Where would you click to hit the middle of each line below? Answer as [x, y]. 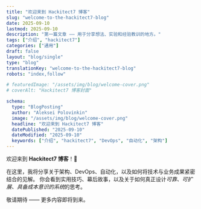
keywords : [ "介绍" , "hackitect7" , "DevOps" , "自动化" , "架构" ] [90, 141]
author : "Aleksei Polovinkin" [49, 113]
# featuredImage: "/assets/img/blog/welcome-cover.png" [78, 85]
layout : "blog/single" [35, 57]
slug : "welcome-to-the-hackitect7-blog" [58, 18]
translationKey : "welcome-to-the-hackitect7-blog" [71, 68]
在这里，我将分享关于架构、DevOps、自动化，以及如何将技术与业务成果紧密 [101, 171]
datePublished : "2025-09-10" [48, 130]
